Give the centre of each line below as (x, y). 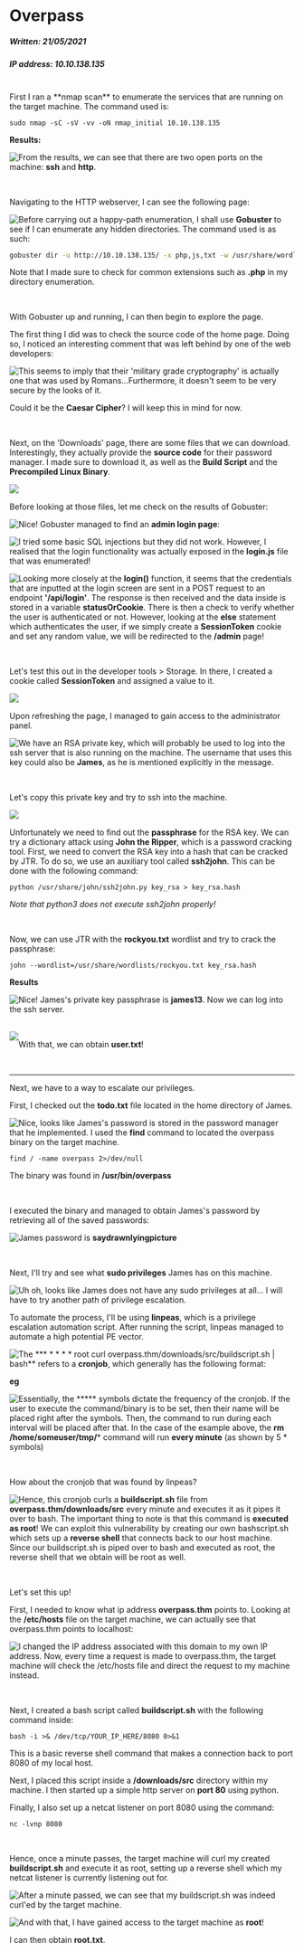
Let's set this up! (40, 1592)
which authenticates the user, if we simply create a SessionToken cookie (146, 627)
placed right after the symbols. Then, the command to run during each (140, 1418)
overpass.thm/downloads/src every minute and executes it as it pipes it (145, 1509)
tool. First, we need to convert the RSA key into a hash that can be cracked (148, 852)
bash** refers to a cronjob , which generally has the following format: (138, 1364)
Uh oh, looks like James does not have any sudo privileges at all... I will (151, 1291)
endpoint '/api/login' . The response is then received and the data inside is (148, 598)
